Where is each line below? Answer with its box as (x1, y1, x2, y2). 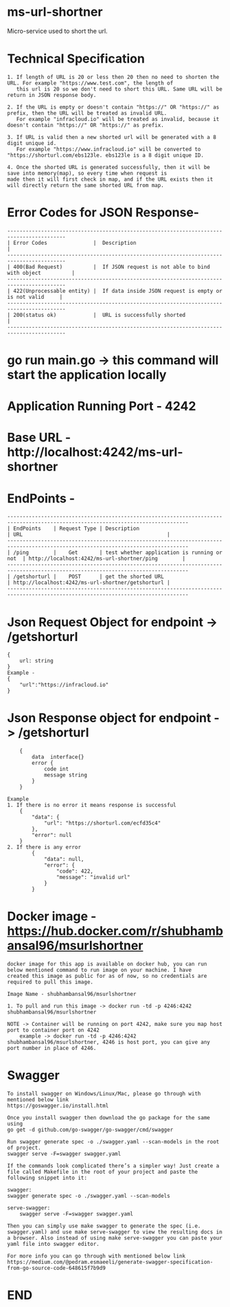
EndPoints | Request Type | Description (13, 525, 139, 533)
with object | (7, 269, 76, 276)
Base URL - (7, 430, 71, 445)
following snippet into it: (7, 1174, 88, 1182)
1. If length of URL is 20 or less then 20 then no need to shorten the (7, 74, 220, 80)
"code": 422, (56, 868, 94, 875)
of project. (7, 1145, 41, 1152)
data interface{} (32, 754, 84, 761)
